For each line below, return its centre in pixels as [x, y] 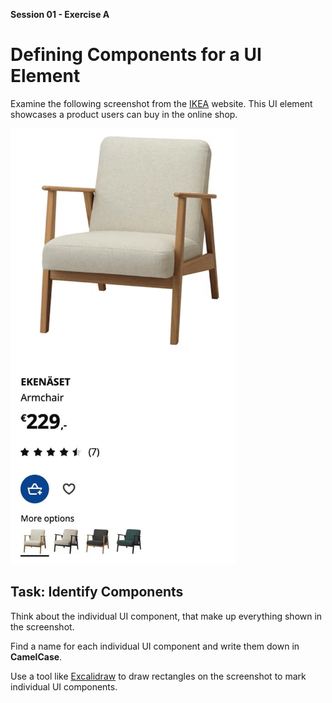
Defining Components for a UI [136, 55]
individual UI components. [64, 686]
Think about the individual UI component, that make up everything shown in [166, 616]
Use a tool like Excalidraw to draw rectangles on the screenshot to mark [158, 676]
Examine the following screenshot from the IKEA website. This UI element [161, 103]
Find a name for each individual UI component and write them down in [155, 646]
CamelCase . [36, 656]
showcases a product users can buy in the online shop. [124, 114]
